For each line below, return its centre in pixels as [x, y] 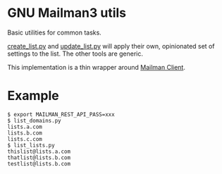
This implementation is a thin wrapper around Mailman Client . [96, 67]
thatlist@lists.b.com [39, 157]
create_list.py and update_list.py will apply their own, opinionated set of [111, 46]
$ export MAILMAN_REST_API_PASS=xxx [61, 114]
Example [33, 96]
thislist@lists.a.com [39, 151]
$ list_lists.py [31, 145]
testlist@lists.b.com [39, 163]
